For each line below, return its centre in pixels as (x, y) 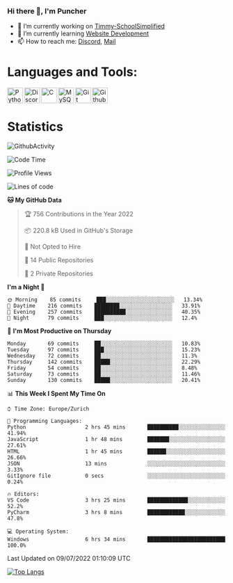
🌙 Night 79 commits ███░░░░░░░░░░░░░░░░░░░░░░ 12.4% (102, 318)
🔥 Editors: (23, 494)
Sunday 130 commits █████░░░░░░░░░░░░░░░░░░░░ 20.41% (104, 381)
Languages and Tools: (72, 72)
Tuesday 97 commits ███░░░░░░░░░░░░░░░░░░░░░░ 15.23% (104, 350)
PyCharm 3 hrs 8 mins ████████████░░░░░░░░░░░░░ (116, 513)
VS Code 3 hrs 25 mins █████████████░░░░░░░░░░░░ (116, 500)
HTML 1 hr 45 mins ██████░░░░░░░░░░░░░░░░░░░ (116, 452)
